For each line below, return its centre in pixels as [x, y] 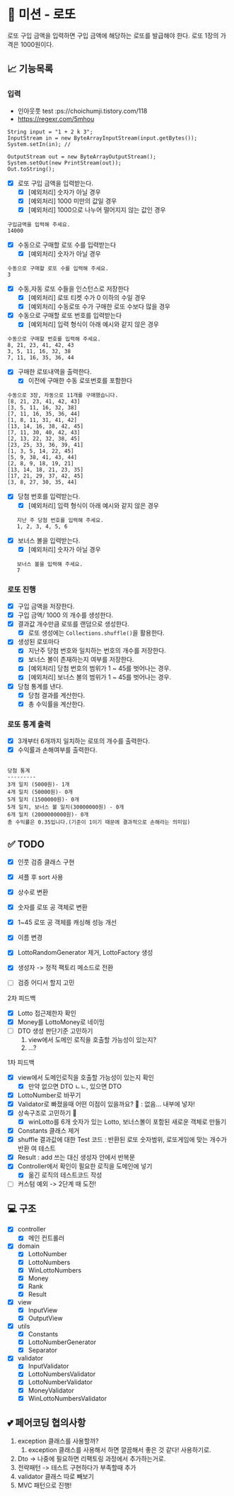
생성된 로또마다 [39, 642]
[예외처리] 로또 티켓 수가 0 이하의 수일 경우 [87, 298]
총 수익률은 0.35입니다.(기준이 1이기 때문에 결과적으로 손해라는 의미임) [99, 822]
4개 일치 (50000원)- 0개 [40, 792]
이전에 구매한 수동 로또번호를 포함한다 [80, 381]
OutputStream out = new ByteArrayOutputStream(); [82, 157]
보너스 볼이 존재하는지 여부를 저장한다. [81, 660]
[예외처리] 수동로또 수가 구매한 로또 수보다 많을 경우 [99, 306]
